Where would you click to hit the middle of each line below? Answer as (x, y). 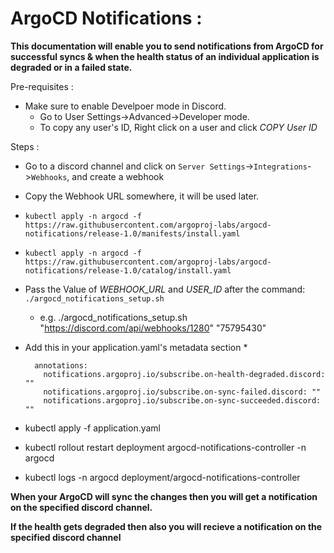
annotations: (61, 365)
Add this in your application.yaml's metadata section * (136, 347)
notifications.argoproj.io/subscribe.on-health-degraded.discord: (184, 374)
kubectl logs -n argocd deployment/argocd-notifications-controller (162, 477)
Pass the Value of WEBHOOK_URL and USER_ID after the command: (165, 289)
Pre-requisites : (42, 86)
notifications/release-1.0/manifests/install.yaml (132, 233)
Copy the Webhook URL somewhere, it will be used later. (142, 196)
